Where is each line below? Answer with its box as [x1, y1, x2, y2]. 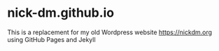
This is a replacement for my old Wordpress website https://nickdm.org [7, 28, 212, 36]
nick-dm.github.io [7, 5, 115, 21]
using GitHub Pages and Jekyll [7, 35, 96, 43]
